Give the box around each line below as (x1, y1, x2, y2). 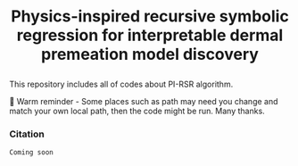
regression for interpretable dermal (16, 25, 284, 46)
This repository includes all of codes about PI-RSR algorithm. (9, 79, 234, 90)
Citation (9, 128, 45, 140)
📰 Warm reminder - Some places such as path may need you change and (9, 96, 278, 107)
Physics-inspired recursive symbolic (10, 6, 290, 27)
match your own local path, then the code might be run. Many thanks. (9, 105, 265, 117)
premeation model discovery (41, 45, 259, 64)
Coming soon (9, 148, 54, 157)
